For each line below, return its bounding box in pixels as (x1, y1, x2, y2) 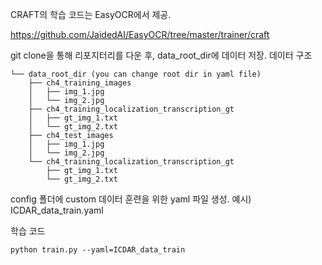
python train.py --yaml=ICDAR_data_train (10, 245, 186, 255)
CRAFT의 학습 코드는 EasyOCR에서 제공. (10, 9, 172, 20)
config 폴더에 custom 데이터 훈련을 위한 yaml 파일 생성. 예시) (10, 193, 252, 205)
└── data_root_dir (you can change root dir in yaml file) (10, 69, 262, 79)
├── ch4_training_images (28, 78, 132, 88)
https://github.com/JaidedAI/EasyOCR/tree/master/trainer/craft (10, 29, 270, 40)
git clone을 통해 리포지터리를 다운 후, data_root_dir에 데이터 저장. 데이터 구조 (10, 49, 313, 61)
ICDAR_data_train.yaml (10, 204, 104, 216)
